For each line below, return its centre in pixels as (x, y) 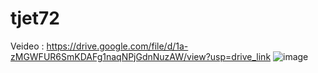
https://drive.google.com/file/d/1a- (117, 46)
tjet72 (35, 18)
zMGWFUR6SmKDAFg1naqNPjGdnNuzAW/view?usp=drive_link (141, 56)
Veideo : (27, 46)
